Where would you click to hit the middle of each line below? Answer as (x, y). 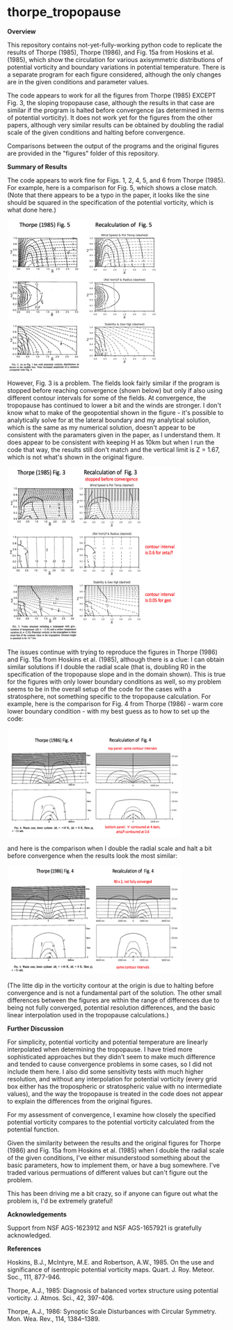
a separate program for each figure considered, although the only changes (114, 75)
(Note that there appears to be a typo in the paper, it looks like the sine (109, 195)
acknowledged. (29, 1235)
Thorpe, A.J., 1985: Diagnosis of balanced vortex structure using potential (113, 1290)
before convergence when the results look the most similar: (93, 855)
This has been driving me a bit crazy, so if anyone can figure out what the (113, 1193)
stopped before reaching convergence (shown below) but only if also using (115, 390)
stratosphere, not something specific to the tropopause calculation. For (109, 696)
